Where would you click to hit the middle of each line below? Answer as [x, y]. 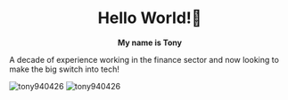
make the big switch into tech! [65, 69]
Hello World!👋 [150, 18]
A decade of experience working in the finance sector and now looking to [144, 59]
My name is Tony [150, 42]
